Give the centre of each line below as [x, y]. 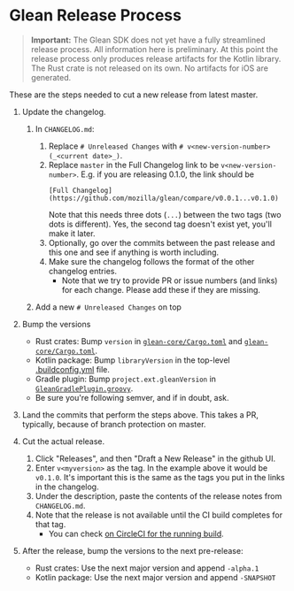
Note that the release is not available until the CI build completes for [159, 515]
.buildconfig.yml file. [73, 369]
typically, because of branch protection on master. [114, 424]
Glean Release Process [95, 15]
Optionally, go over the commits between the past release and [162, 242]
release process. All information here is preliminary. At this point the [155, 49]
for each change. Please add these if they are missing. [161, 289]
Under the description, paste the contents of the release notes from [159, 495]
